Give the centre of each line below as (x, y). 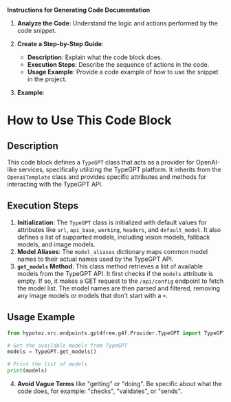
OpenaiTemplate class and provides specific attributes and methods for (107, 177)
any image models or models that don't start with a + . (92, 295)
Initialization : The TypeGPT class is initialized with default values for (112, 222)
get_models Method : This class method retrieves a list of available (110, 266)
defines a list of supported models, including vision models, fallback (113, 237)
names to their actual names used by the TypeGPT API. (95, 259)
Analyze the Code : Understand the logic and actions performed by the (117, 23)
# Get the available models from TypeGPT (67, 346)
